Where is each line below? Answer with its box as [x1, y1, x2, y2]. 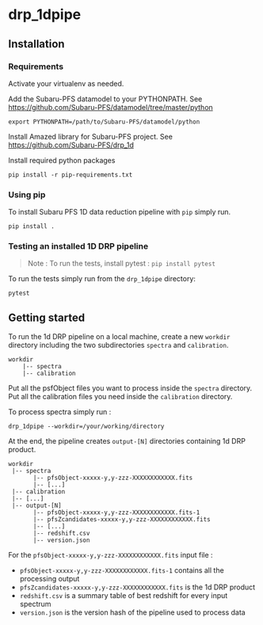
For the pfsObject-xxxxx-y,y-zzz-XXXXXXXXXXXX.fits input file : [8, 551, 213, 560]
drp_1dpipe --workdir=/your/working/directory [8, 422, 165, 431]
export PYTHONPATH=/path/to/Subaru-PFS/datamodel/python [8, 117, 200, 126]
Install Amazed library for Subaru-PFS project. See [8, 131, 173, 141]
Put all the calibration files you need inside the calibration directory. [8, 392, 233, 402]
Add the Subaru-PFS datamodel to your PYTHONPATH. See [8, 93, 203, 104]
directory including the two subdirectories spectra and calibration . [8, 341, 229, 350]
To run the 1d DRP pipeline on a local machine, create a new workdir [8, 332, 231, 341]
